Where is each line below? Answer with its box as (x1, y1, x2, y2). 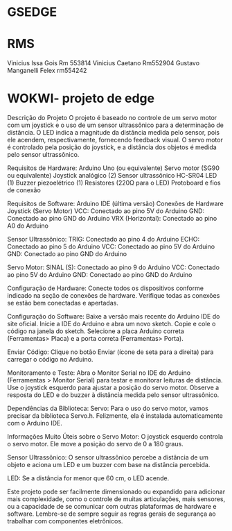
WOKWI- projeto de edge (7, 91, 154, 106)
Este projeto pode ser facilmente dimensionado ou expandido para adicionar (7, 487, 226, 496)
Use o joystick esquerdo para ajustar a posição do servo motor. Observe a (7, 383, 220, 392)
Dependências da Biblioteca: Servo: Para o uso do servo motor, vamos (7, 404, 209, 413)
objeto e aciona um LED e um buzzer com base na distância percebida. (7, 461, 211, 469)
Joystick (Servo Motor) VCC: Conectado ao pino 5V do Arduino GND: (7, 207, 205, 215)
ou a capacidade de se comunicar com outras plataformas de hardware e (7, 503, 217, 511)
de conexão (7, 186, 42, 194)
